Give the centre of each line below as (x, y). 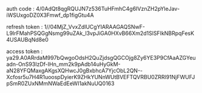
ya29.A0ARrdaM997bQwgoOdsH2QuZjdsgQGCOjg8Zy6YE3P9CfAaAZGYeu (101, 58)
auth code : (21, 9)
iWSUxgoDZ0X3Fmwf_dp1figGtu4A (50, 15)
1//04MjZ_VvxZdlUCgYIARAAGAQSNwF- (95, 27)
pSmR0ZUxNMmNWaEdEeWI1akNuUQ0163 (60, 83)
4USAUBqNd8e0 (27, 40)
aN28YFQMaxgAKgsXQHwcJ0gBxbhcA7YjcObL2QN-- (75, 71)
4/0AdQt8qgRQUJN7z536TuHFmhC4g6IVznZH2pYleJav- (108, 9)
